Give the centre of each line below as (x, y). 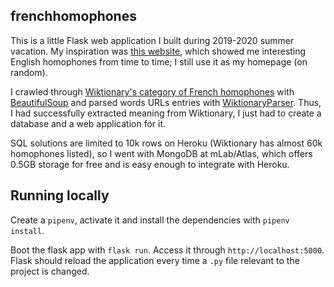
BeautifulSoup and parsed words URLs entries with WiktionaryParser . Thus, (166, 102)
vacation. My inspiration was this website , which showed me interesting (158, 51)
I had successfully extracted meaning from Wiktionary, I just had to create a (166, 113)
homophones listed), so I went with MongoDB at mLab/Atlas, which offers (161, 153)
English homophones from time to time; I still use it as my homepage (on (159, 61)
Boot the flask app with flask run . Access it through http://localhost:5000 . (167, 250)
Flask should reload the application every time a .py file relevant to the (155, 260)
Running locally (60, 195)
